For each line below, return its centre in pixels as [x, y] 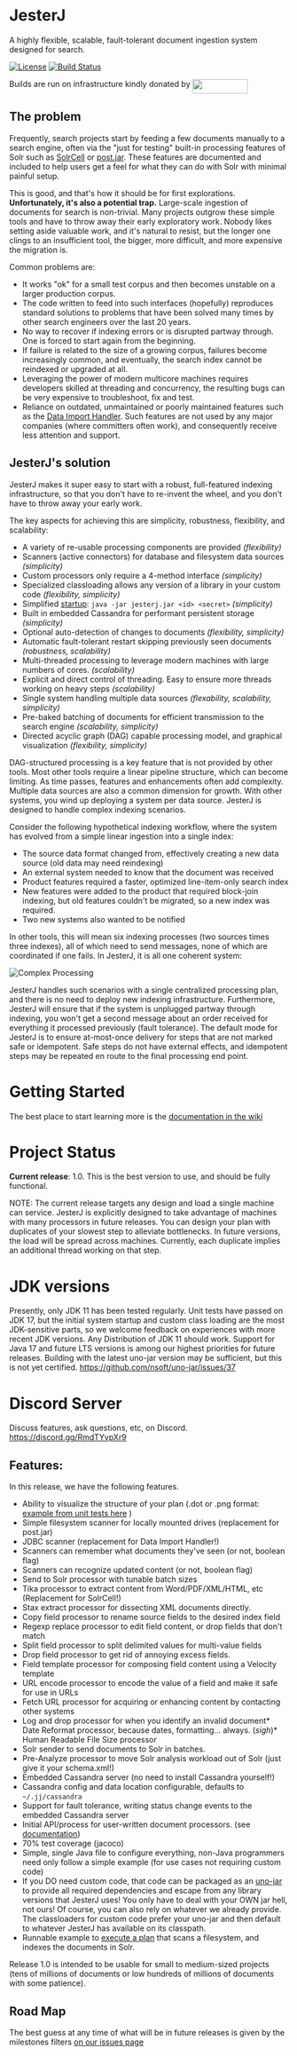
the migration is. [39, 249]
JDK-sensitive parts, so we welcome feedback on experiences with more [143, 1330]
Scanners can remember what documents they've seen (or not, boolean [153, 1551]
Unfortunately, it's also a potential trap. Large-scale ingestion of [129, 202]
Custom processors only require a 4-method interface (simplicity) [142, 575]
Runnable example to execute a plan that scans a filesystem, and [141, 1938]
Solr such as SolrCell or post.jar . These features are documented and [135, 157]
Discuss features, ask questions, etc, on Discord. [98, 1428]
